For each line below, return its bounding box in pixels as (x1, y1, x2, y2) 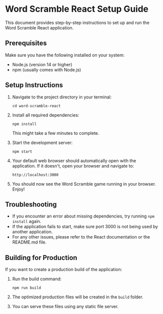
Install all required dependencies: (12, 112, 79, 118)
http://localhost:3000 (12, 172, 59, 177)
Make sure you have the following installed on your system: (5, 52, 125, 58)
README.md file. (12, 239, 47, 245)
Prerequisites (5, 39, 47, 48)
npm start (12, 149, 33, 154)
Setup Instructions (5, 81, 63, 89)
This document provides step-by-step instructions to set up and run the (5, 20, 150, 25)
